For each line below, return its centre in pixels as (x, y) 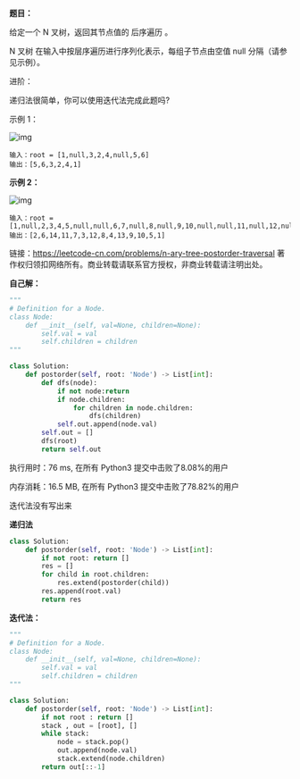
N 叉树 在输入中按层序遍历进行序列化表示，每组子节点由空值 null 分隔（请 (144, 51)
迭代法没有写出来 (41, 505)
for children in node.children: (133, 408)
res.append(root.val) (82, 591)
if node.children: (91, 399)
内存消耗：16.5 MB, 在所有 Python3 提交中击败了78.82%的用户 (124, 486)
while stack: (66, 734)
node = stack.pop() (93, 742)
